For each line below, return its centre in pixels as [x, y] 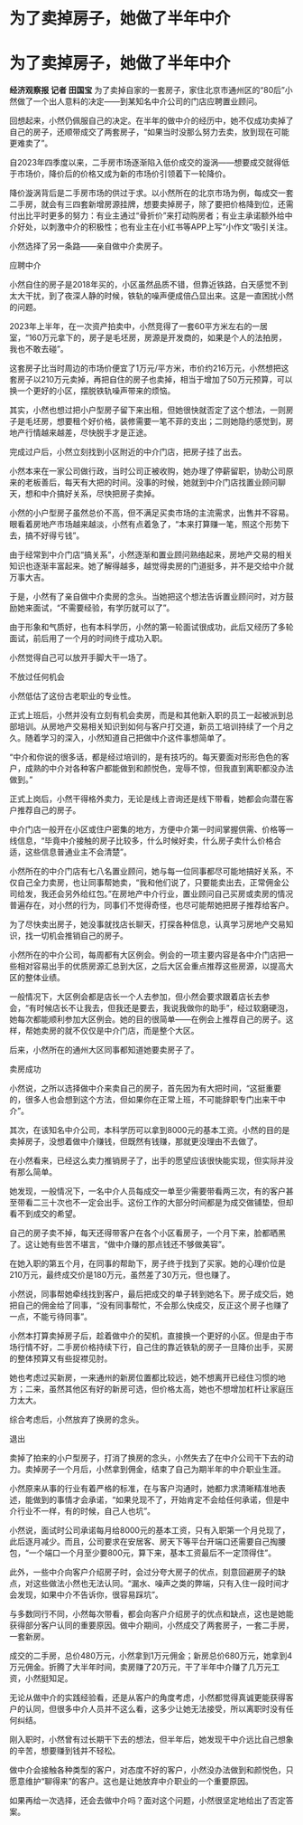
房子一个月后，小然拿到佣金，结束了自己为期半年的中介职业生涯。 [163, 1470]
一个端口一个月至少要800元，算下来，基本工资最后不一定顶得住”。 [152, 1553]
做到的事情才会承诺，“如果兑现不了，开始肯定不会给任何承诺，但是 [157, 1500]
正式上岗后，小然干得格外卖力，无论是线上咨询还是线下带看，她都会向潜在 [147, 799]
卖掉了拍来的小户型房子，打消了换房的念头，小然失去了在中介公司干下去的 [147, 1458]
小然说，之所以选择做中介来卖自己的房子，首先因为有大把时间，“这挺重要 [146, 1088]
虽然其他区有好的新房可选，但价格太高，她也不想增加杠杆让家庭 [167, 1389]
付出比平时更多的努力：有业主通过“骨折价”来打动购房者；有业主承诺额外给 [147, 216]
